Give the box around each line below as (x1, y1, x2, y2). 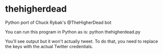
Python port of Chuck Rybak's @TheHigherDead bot (5, 19, 111, 25)
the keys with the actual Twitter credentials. (5, 43, 93, 49)
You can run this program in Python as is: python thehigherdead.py (5, 29, 141, 35)
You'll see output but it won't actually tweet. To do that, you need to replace (5, 38, 158, 44)
